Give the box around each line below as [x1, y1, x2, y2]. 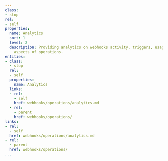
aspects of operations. [14, 49, 64, 54]
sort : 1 [9, 36, 26, 41]
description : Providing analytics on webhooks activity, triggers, [9, 45, 153, 50]
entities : [5, 54, 26, 59]
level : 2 [9, 40, 28, 45]
